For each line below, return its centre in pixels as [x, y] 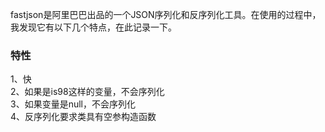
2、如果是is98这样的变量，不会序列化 [87, 92]
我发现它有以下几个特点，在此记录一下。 [93, 27]
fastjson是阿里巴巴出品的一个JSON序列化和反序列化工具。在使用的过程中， [166, 14]
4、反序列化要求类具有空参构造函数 [83, 117]
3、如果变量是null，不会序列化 [73, 104]
